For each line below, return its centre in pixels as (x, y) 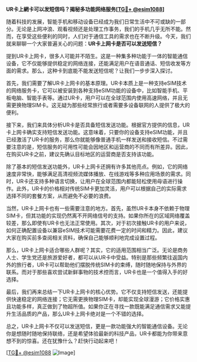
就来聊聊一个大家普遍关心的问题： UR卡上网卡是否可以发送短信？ (84, 44)
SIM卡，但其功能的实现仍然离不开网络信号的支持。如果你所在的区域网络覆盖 (98, 216)
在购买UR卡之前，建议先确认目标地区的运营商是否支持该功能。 (81, 154)
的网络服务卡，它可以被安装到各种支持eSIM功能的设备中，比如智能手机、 (94, 90)
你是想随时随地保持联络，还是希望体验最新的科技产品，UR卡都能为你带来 (94, 334)
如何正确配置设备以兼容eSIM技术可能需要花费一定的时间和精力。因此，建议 (97, 230)
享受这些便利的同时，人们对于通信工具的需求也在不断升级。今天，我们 (106, 36)
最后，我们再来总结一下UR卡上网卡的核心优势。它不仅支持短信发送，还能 (94, 292)
